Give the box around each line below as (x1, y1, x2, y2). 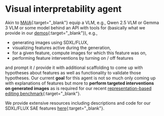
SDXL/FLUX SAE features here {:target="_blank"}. (5, 105, 104, 111)
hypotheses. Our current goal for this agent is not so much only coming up (5, 75, 156, 81)
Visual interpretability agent (5, 3, 122, 15)
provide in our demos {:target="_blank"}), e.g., (5, 30, 98, 36)
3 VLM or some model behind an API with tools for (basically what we (5, 24, 145, 30)
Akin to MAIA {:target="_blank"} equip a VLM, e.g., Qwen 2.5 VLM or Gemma (5, 20, 159, 25)
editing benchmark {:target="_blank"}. (5, 91, 81, 96)
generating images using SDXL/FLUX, (12, 39, 89, 45)
